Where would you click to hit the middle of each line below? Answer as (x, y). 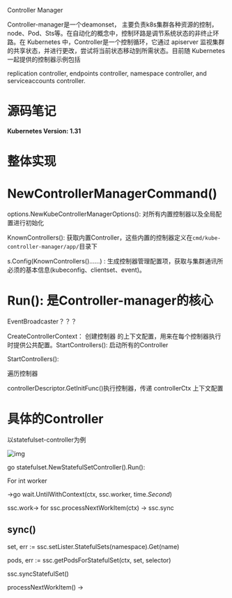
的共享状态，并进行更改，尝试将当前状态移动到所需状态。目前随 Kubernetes (116, 51)
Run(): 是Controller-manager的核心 (110, 301)
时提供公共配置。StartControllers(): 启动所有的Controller (88, 345)
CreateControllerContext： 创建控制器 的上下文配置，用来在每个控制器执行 (114, 336)
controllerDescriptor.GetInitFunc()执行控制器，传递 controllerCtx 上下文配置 (115, 388)
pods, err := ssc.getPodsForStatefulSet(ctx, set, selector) (89, 560)
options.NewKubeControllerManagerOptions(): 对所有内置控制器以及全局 (111, 214)
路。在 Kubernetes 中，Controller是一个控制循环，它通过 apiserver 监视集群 (116, 42)
